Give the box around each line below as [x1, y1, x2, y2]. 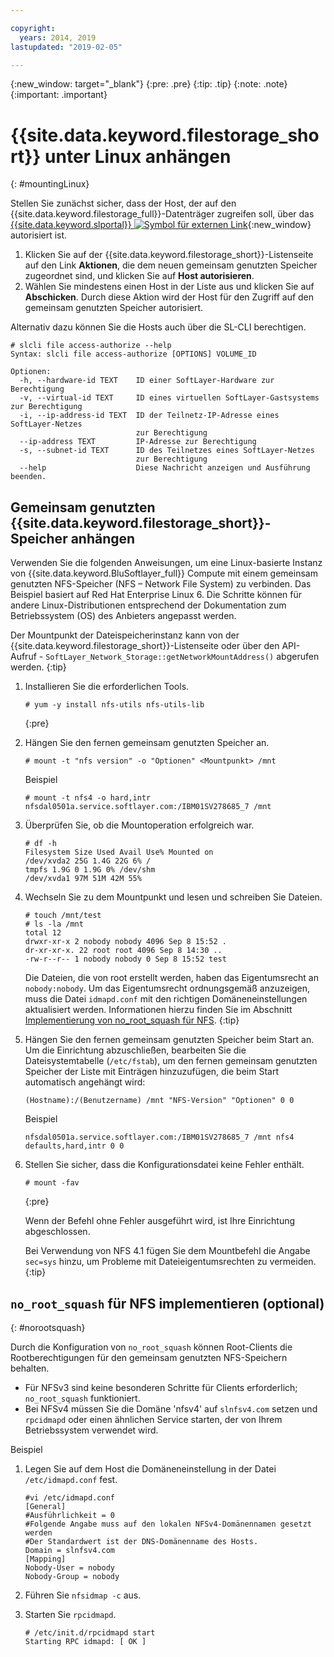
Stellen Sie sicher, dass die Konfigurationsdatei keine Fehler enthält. [24, 1159, 305, 1171]
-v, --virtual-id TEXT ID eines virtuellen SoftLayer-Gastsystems [19, 393, 320, 403]
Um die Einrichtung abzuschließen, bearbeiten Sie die [24, 1044, 247, 1056]
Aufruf [10, 651, 37, 663]
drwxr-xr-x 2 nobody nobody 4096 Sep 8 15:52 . [24, 937, 227, 947]
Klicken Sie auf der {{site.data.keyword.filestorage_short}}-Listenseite [24, 249, 314, 261]
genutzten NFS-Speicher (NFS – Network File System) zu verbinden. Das [10, 578, 312, 590]
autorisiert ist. [10, 229, 68, 241]
